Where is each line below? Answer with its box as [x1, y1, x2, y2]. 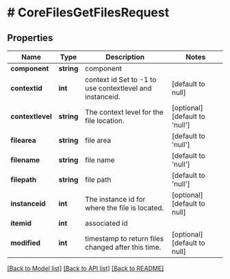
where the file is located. [85, 203, 164, 213]
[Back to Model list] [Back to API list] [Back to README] [7, 265, 164, 272]
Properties [7, 32, 53, 44]
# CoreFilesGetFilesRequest [7, 5, 170, 21]
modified [10, 238, 41, 248]
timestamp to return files [85, 234, 164, 243]
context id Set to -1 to [85, 75, 157, 84]
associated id [85, 219, 128, 228]
